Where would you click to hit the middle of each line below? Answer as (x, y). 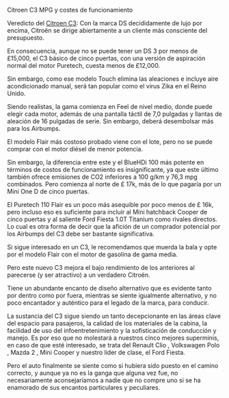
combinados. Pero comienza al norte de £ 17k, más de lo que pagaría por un (114, 184)
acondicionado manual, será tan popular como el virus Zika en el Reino (107, 86)
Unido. (16, 93)
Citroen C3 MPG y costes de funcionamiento (70, 10)
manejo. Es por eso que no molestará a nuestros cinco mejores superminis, (113, 338)
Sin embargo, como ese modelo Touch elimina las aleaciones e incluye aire (113, 79)
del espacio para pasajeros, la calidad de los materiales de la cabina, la (107, 323)
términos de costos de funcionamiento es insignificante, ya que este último (113, 170)
